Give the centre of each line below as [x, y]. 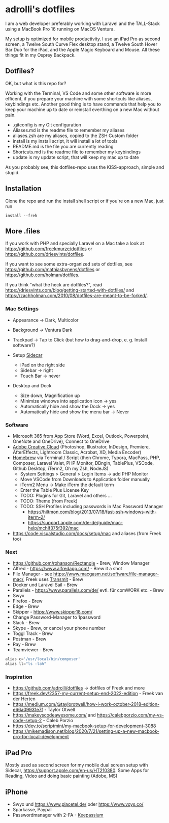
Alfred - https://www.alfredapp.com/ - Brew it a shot [67, 569]
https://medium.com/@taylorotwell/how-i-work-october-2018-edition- [86, 704]
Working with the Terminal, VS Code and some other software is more [78, 93]
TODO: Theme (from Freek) [49, 501]
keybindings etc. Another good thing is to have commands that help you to [83, 104]
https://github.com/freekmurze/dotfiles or [49, 249]
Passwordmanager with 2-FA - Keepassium [58, 815]
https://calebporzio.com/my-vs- [130, 715]
